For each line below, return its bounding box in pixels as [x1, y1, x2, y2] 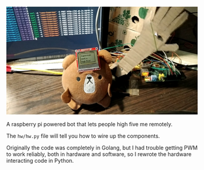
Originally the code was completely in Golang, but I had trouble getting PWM [6, 144, 198, 151]
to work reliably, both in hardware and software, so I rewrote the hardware [6, 150, 192, 158]
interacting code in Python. [6, 157, 74, 164]
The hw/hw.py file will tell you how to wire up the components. [6, 132, 160, 140]
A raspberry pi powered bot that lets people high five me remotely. [6, 120, 173, 127]
